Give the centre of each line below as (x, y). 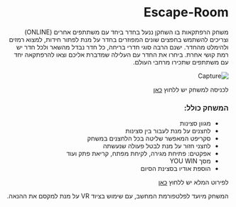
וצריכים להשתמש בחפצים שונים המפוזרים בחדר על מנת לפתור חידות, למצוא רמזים (119, 39)
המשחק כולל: (206, 108)
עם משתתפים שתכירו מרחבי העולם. (181, 62)
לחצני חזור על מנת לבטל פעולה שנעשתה (157, 146)
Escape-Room (186, 12)
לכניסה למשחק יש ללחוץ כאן (191, 89)
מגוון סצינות (195, 123)
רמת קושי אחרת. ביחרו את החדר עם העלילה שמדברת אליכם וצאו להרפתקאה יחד (121, 55)
